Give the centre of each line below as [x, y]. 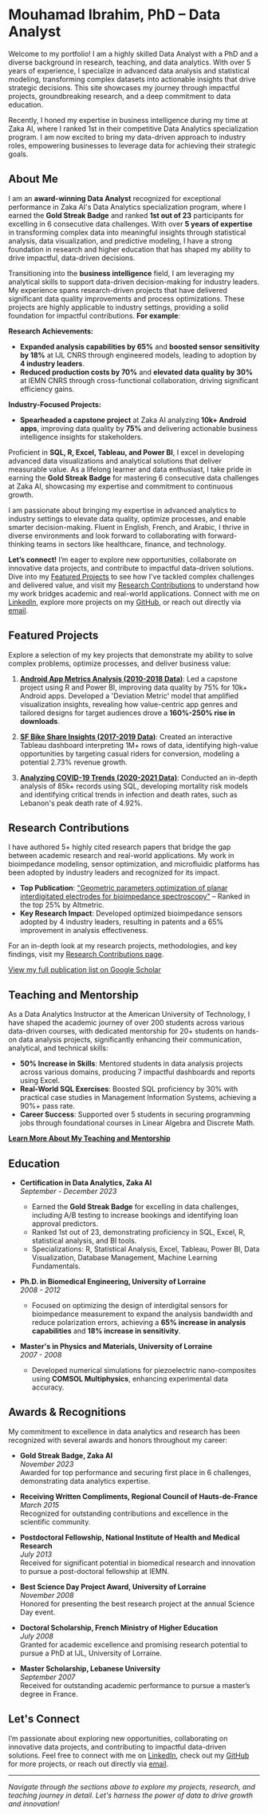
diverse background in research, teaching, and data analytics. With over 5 [130, 62]
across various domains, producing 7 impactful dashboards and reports [137, 1072]
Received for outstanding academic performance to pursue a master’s [135, 1685]
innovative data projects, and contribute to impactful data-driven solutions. [131, 567]
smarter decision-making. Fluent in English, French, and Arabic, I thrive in [129, 527]
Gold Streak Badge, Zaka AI [66, 1455]
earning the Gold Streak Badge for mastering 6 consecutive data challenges [134, 477]
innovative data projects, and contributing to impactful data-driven [117, 1746]
